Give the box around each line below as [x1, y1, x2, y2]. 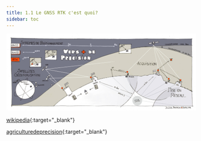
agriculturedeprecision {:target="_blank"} [6, 128, 108, 135]
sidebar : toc [6, 16, 39, 22]
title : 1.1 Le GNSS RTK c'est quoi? [6, 10, 98, 16]
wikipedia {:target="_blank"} [6, 116, 75, 124]
